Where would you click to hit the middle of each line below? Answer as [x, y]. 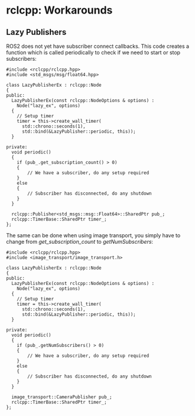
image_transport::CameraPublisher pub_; [62, 397]
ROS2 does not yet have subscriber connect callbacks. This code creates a [98, 46]
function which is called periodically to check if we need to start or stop [93, 53]
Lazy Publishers [36, 32]
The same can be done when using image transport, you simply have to [93, 235]
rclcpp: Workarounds [59, 10]
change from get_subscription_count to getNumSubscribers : [80, 242]
